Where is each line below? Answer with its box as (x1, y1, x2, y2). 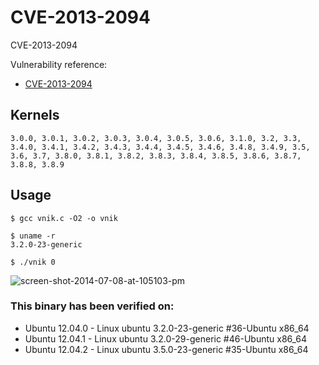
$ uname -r (10, 231, 56, 241)
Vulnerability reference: (10, 58, 108, 70)
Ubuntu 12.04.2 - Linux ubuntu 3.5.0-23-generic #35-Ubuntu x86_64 (24, 343, 309, 355)
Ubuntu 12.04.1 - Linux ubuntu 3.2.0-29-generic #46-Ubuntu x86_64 (24, 332, 308, 345)
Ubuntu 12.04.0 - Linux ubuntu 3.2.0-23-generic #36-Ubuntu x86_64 (24, 322, 310, 334)
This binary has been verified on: (10, 299, 175, 313)
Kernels (10, 107, 60, 124)
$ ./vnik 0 (10, 257, 56, 267)
